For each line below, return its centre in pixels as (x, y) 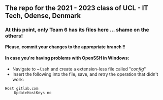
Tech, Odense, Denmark (43, 16)
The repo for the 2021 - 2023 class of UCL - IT (77, 8)
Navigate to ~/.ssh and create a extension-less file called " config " (79, 69)
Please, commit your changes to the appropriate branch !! (65, 47)
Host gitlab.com (22, 88)
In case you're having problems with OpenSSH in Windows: (67, 58)
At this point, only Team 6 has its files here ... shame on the (77, 30)
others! (14, 36)
